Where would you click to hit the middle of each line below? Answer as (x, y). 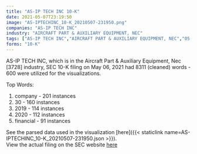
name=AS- (177, 132)
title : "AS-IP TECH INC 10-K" (43, 11)
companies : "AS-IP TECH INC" (42, 28)
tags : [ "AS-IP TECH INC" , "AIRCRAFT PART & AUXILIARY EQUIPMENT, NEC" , (94, 39)
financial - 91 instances (43, 121)
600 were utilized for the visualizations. (54, 73)
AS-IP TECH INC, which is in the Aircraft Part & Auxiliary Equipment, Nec (94, 61)
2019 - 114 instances (39, 108)
